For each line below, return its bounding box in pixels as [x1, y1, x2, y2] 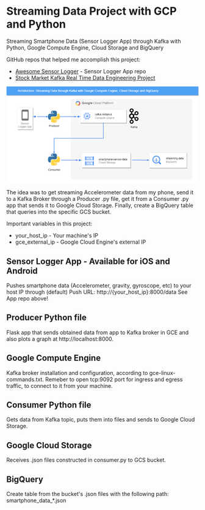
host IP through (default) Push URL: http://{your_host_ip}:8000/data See [6, 288, 188, 296]
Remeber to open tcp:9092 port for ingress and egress [45, 376, 183, 383]
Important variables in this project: [6, 220, 93, 227]
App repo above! [6, 295, 49, 302]
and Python [6, 17, 66, 31]
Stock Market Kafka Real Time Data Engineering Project [15, 74, 156, 81]
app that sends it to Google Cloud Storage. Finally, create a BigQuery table [6, 202, 193, 209]
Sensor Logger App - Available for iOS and [6, 256, 170, 266]
